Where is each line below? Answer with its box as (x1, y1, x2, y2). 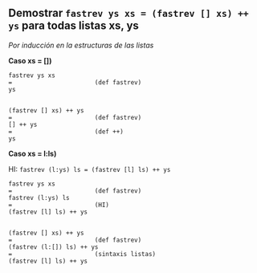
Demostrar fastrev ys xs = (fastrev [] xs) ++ (8, 6, 249, 20)
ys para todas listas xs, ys (8, 19, 139, 33)
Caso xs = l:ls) (8, 149, 57, 158)
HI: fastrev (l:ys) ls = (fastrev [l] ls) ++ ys (8, 164, 171, 173)
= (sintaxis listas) (8, 250, 157, 258)
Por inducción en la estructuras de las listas (8, 40, 154, 50)
